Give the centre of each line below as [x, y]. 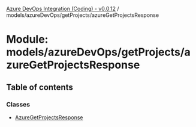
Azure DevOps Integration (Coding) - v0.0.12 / [63, 9]
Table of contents [40, 87]
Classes [18, 104]
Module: [27, 39]
